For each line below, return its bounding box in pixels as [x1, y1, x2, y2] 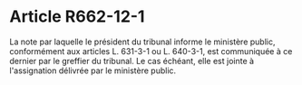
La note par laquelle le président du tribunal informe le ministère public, [9, 36, 276, 47]
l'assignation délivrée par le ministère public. [9, 65, 177, 76]
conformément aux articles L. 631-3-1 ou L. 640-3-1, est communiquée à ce [9, 45, 293, 56]
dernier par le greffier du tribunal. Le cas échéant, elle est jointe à [9, 55, 255, 66]
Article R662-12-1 [9, 6, 145, 27]
